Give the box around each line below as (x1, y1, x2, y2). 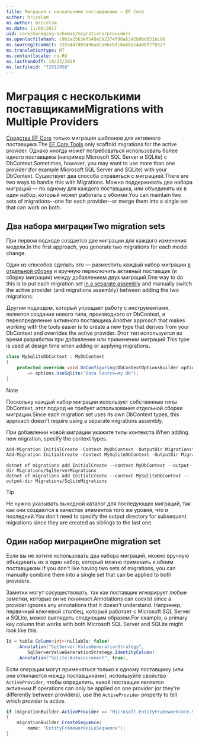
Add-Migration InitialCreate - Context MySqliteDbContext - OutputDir (6, 452, 179, 458)
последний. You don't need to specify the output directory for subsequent (6, 513, 187, 520)
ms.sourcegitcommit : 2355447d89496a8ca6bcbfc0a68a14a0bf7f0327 (6, 42, 166, 48)
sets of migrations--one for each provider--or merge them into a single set (6, 197, 188, 205)
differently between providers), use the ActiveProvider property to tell (6, 691, 178, 698)
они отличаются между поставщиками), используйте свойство (6, 672, 166, 679)
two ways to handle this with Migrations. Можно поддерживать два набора (6, 179, 193, 186)
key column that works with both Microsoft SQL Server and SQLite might (6, 621, 184, 628)
